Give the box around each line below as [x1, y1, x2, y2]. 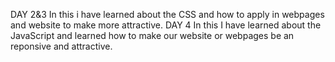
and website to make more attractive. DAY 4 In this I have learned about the [10, 19, 322, 31]
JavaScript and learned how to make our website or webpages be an [10, 30, 295, 41]
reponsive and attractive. [10, 40, 113, 52]
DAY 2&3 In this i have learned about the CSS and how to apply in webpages [10, 9, 325, 20]
